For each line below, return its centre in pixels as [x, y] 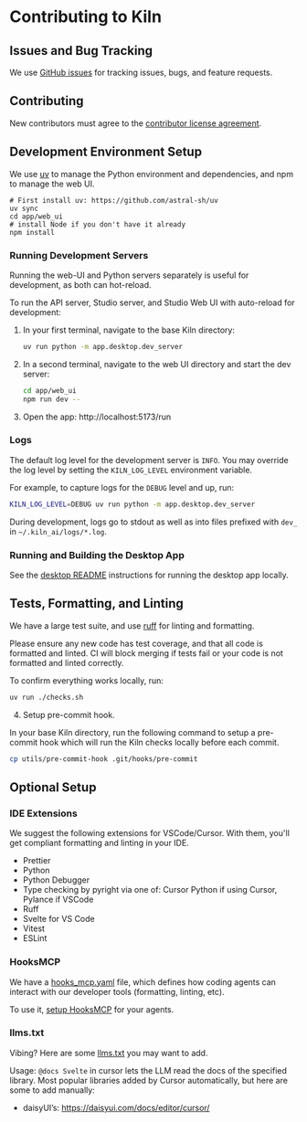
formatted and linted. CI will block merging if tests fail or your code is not [146, 653]
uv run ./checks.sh [47, 697]
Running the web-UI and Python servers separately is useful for [129, 275]
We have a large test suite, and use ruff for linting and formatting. [132, 625]
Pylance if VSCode [58, 900]
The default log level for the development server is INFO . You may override [149, 460]
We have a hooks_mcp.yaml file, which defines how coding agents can [143, 982]
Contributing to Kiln [86, 17]
